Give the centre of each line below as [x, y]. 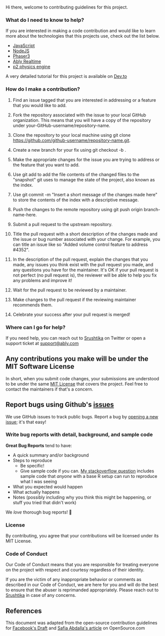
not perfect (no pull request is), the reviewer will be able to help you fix [85, 275]
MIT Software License [40, 367]
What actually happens [36, 492]
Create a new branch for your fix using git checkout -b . [69, 150]
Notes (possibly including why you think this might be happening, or [82, 497]
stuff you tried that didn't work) [44, 502]
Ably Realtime [27, 61]
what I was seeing [39, 481]
